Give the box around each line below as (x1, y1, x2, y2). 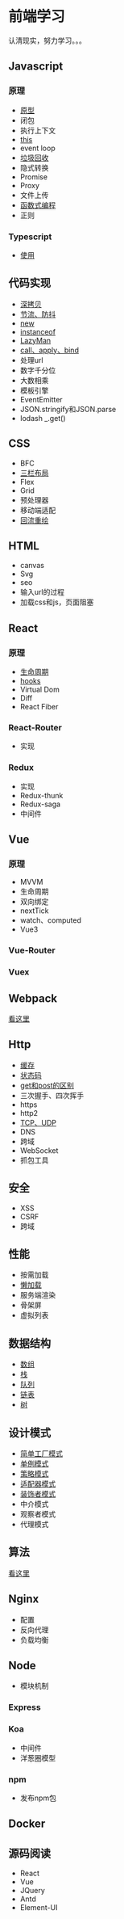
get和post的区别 (19, 1080, 75, 1090)
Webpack (8, 991, 58, 1005)
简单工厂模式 (19, 1449, 63, 1458)
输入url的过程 (19, 587, 64, 597)
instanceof (19, 326, 56, 336)
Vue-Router (8, 945, 56, 956)
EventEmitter (19, 394, 63, 404)
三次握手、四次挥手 (19, 1090, 85, 1100)
